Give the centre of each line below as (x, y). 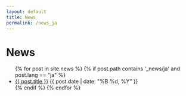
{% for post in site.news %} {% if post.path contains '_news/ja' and (97, 69)
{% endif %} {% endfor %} (48, 88)
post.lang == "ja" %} (40, 75)
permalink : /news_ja (32, 23)
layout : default (26, 12)
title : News (21, 17)
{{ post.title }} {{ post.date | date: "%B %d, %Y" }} (76, 82)
